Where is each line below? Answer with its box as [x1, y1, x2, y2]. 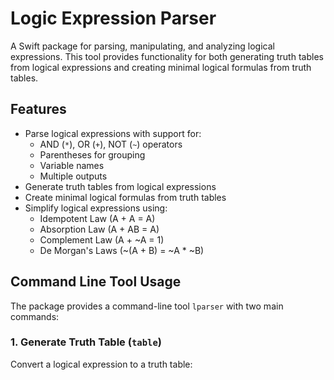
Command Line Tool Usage [10, 273, 182, 291]
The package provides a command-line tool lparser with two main [10, 300, 284, 312]
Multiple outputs [39, 170, 108, 182]
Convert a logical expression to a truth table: [10, 358, 193, 370]
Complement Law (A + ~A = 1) [39, 233, 165, 246]
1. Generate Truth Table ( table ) [10, 335, 162, 349]
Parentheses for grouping [39, 148, 146, 161]
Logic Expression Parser [10, 7, 217, 30]
